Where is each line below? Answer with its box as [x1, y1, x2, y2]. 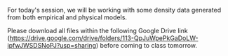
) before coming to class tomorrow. [95, 41, 198, 49]
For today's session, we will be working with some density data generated [7, 6, 222, 14]
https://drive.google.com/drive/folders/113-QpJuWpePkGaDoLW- [9, 34, 199, 42]
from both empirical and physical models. [7, 13, 128, 21]
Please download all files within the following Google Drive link [7, 27, 188, 35]
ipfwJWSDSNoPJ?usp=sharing [7, 41, 97, 49]
